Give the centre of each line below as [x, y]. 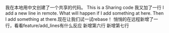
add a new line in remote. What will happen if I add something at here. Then [84, 13]
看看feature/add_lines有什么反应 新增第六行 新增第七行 [72, 25]
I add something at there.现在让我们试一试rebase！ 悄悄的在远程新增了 [79, 19]
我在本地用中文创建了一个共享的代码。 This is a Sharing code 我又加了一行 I [84, 7]
